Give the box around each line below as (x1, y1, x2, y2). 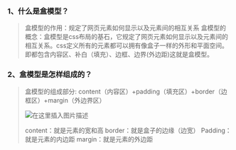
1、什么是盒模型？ (7, 6, 69, 16)
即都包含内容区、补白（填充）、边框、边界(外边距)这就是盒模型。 (24, 50, 214, 59)
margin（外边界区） (48, 96, 106, 104)
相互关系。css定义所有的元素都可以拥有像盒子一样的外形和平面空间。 (24, 41, 229, 50)
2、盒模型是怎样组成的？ (7, 69, 92, 79)
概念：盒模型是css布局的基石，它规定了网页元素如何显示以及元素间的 (24, 33, 229, 41)
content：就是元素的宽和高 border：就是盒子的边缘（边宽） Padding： (24, 126, 232, 134)
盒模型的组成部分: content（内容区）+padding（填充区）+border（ (24, 87, 222, 96)
